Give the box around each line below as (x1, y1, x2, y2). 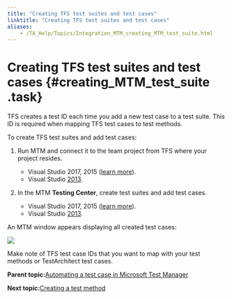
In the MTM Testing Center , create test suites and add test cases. (17, 189, 207, 197)
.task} (7, 89, 43, 105)
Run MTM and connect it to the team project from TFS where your (17, 147, 207, 155)
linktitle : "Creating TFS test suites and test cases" (7, 17, 170, 24)
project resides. (17, 154, 63, 162)
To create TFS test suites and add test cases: (7, 133, 137, 141)
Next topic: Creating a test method (7, 284, 106, 293)
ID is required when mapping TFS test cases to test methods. (7, 120, 183, 128)
